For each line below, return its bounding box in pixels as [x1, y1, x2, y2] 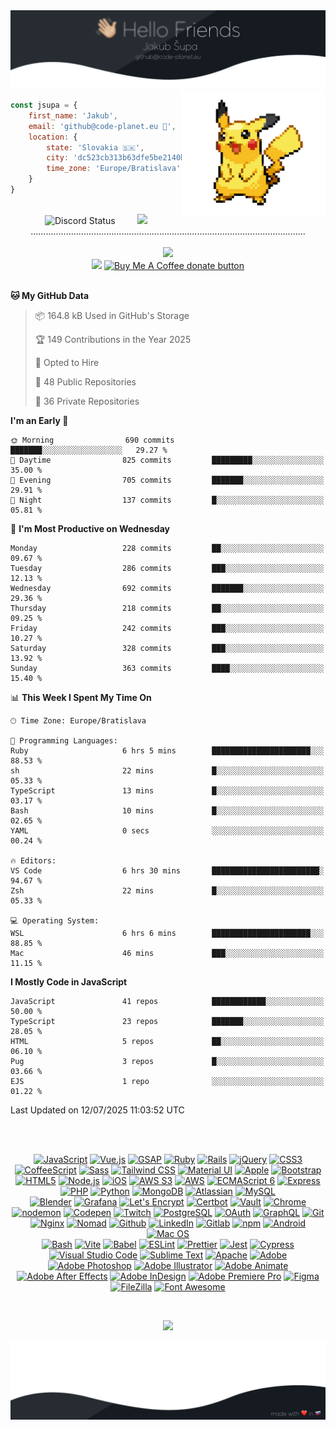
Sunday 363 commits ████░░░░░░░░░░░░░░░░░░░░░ [10, 663, 325, 673]
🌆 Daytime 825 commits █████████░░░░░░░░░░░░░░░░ [10, 455, 325, 465]
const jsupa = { [10, 100, 78, 110]
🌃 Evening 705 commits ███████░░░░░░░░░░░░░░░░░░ [10, 475, 325, 485]
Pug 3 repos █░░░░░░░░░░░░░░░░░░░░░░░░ [10, 1056, 325, 1066]
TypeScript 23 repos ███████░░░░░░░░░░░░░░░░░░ [10, 1016, 325, 1026]
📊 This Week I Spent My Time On [10, 691, 152, 703]
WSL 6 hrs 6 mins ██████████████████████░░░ [10, 928, 325, 938]
